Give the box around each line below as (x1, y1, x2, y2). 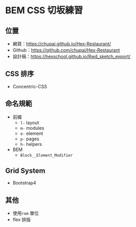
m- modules (20, 125, 45, 131)
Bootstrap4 (12, 180, 37, 186)
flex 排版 (12, 216, 31, 223)
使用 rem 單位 (12, 210, 39, 216)
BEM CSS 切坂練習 (5, 5, 83, 16)
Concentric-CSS (12, 83, 47, 89)
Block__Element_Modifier (20, 153, 73, 158)
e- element (20, 130, 43, 136)
